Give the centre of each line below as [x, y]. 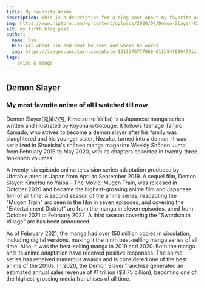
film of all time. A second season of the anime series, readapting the [92, 196]
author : [16, 35]
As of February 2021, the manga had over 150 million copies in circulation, [99, 234]
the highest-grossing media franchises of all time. [68, 279]
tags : [13, 57]
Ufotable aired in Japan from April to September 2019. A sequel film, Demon [101, 177]
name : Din [24, 40]
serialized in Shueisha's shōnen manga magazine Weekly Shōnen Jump [96, 145]
